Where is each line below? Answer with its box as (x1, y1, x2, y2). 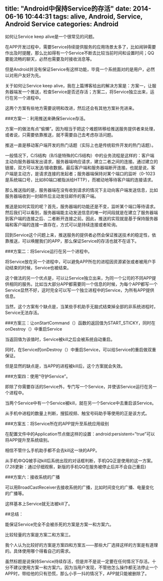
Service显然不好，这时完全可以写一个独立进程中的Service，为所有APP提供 (5, 287, 154, 293)
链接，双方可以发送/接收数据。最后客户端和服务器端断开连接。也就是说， (5, 165, 151, 170)
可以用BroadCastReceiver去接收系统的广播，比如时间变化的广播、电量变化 (5, 484, 154, 490)
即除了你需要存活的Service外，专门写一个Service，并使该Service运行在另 (5, 383, 153, 389)
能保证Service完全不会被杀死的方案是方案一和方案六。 (5, 521, 114, 527)
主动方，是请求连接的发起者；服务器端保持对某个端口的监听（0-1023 (17, 170, 155, 176)
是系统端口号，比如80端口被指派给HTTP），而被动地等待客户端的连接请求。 (5, 177, 156, 183)
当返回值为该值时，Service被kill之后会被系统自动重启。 (5, 336, 115, 342)
